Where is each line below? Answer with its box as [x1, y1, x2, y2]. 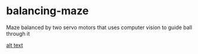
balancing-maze [6, 4, 89, 18]
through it [6, 30, 30, 37]
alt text [6, 42, 23, 49]
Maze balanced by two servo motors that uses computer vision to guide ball [6, 24, 192, 31]
